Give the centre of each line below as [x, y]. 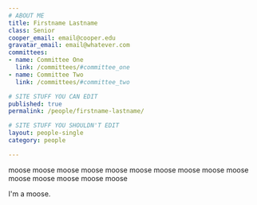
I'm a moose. [30, 193]
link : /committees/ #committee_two [73, 82]
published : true [35, 104]
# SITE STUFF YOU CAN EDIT [53, 96]
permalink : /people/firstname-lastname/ [77, 111]
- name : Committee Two [46, 75]
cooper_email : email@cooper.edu [62, 38]
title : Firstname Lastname [53, 23]
